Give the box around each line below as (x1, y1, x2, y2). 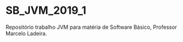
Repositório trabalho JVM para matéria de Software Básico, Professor (5, 23, 178, 31)
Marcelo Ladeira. (5, 29, 47, 37)
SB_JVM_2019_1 (5, 4, 87, 17)
